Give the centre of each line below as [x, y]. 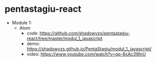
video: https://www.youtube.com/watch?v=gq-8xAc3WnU [86, 54]
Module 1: [22, 23]
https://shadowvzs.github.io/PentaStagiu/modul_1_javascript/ [89, 49]
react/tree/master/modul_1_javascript [65, 38]
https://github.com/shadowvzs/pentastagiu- [85, 33]
